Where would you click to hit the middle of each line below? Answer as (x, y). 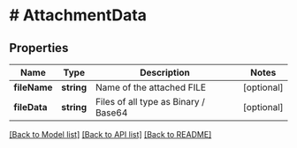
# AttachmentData (78, 15)
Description (165, 73)
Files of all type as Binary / (151, 102)
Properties (39, 48)
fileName (33, 87)
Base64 (112, 113)
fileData (30, 107)
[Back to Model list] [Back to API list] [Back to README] (110, 134)
